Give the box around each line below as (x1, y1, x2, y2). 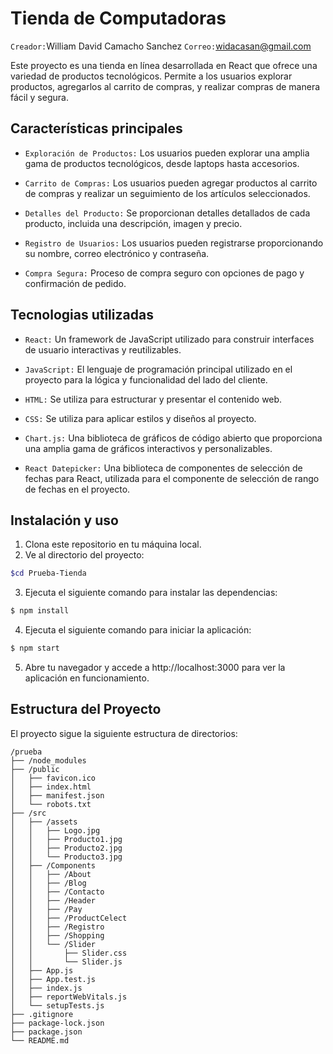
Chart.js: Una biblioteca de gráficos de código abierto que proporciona (24, 432, 323, 444)
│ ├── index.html (10, 782, 92, 792)
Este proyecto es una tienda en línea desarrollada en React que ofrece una (10, 59, 318, 71)
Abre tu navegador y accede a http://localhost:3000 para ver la (24, 662, 286, 673)
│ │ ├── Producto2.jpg (10, 843, 123, 853)
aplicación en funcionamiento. (24, 672, 150, 684)
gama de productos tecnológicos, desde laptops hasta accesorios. (24, 157, 300, 169)
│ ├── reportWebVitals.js (10, 992, 128, 1002)
